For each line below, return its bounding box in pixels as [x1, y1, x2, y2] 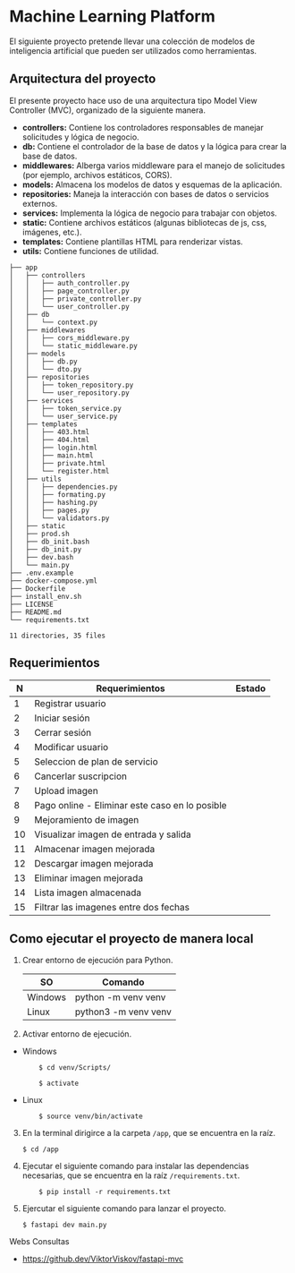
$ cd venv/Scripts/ [38, 1064, 112, 1072]
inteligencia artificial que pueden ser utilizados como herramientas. [9, 45, 257, 56]
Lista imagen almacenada [34, 886, 142, 899]
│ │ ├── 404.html [9, 435, 90, 444]
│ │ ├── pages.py [9, 506, 90, 515]
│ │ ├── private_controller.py [9, 294, 142, 303]
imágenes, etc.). [21, 226, 82, 237]
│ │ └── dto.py [9, 364, 82, 373]
